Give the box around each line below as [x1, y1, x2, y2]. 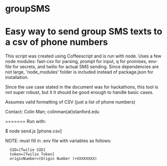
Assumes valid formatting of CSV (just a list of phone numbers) [5, 99, 135, 105]
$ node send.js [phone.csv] [5, 128, 62, 134]
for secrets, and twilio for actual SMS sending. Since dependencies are [12, 63, 159, 70]
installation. [5, 74, 29, 80]
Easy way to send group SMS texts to [5, 26, 162, 37]
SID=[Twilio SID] [9, 147, 46, 152]
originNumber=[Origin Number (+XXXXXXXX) [9, 156, 97, 161]
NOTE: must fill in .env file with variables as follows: [5, 138, 111, 144]
